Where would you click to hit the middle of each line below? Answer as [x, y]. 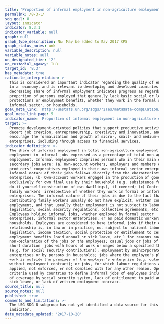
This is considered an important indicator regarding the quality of [82, 82]
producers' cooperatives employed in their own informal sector [76, 169]
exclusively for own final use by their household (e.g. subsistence [82, 182]
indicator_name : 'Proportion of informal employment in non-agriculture [81, 119]
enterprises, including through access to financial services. [75, 141]
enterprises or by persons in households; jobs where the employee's [82, 255]
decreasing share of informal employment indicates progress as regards [85, 91]
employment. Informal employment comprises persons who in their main [83, 159]
